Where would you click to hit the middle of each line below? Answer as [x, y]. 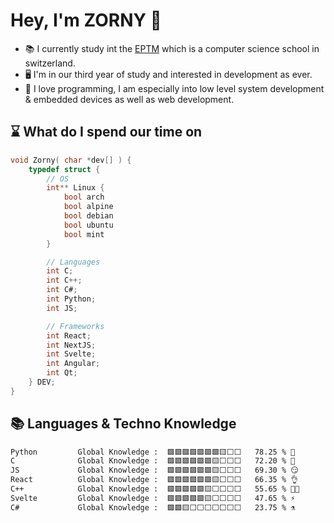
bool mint [84, 234]
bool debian [88, 216]
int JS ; [62, 308]
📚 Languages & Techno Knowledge [123, 424]
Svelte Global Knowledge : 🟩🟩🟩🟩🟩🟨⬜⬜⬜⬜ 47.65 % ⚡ [153, 498]
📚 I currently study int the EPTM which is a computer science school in [172, 48]
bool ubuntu [88, 225]
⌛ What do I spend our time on [106, 132]
